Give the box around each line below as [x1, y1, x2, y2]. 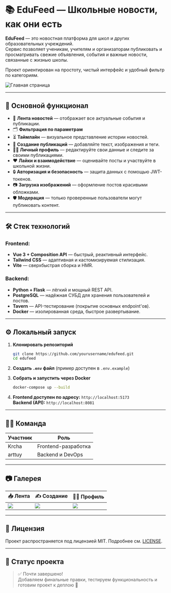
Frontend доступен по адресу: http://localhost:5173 [12, 394, 130, 400]
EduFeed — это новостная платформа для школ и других [5, 35, 130, 41]
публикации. [12, 120, 40, 126]
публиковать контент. [12, 202, 60, 208]
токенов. [12, 176, 32, 182]
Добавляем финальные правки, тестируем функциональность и [17, 577, 158, 583]
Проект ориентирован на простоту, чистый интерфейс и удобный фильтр [5, 67, 165, 73]
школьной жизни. [12, 163, 51, 169]
